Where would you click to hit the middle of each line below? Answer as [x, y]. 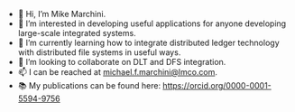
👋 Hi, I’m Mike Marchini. [62, 14]
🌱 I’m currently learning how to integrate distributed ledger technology [148, 42]
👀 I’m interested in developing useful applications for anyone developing [152, 23]
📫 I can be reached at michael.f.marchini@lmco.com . [118, 72]
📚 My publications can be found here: [89, 85]
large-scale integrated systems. [77, 33]
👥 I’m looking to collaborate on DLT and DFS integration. [122, 62]
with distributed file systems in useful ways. [99, 52]
